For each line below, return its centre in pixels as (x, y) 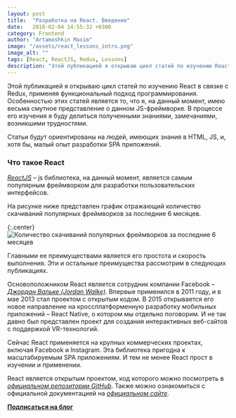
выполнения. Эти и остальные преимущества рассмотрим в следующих (117, 263)
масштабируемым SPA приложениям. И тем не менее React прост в (110, 357)
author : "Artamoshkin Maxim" (50, 40)
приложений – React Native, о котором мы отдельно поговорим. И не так (117, 313)
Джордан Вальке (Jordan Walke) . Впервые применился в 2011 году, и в (114, 291)
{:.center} (21, 227)
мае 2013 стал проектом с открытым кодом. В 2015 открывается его (111, 299)
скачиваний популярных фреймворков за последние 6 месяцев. (104, 213)
